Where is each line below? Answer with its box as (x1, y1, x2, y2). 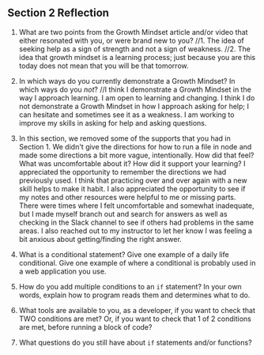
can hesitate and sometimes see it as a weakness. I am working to (18, 110, 235, 119)
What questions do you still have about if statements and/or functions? (18, 338, 252, 347)
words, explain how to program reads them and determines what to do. (18, 290, 251, 300)
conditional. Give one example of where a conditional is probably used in (18, 258, 256, 267)
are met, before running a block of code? (18, 322, 153, 331)
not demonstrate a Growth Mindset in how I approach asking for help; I (18, 101, 250, 111)
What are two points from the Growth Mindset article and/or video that (18, 27, 248, 36)
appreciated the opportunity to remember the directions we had (18, 167, 227, 176)
